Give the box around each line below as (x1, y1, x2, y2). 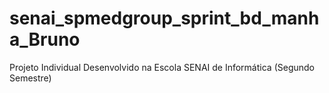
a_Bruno (9, 28, 81, 51)
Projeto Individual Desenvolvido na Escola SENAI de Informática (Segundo (9, 61, 315, 73)
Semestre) (9, 72, 52, 84)
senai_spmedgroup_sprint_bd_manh (9, 7, 320, 30)
